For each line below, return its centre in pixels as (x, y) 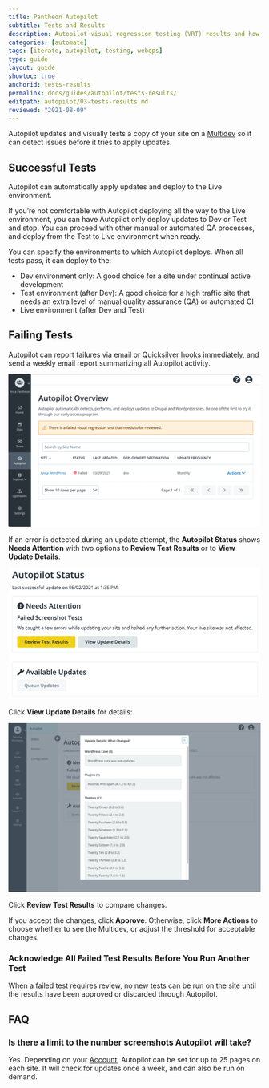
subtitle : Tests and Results (57, 25)
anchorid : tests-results (50, 84)
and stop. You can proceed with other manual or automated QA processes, (131, 228)
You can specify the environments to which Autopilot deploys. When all (126, 252)
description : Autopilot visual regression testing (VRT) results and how (134, 34)
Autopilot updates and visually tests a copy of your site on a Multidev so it (130, 134)
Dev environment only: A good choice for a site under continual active (135, 276)
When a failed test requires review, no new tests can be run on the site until (132, 985)
